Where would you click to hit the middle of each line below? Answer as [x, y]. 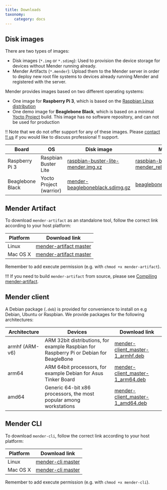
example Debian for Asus [74, 373]
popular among [62, 400]
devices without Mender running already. [54, 66]
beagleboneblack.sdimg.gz [99, 188]
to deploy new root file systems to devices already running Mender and [85, 77]
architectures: [19, 320]
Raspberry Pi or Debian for [76, 352]
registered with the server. [39, 82]
